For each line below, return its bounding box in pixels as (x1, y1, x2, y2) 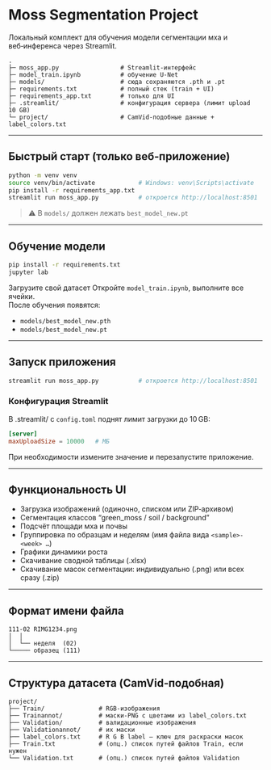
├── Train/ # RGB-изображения (8, 705, 161, 713)
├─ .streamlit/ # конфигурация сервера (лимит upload (8, 99, 251, 107)
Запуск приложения (8, 356, 116, 369)
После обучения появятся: (8, 300, 101, 309)
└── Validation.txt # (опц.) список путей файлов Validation (8, 754, 240, 762)
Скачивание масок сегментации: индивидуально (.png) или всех (19, 564, 244, 574)
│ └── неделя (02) (8, 640, 78, 648)
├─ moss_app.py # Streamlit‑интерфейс (8, 63, 197, 72)
